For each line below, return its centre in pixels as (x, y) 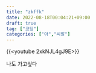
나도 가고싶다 (22, 64)
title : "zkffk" (25, 12)
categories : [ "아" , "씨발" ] (38, 34)
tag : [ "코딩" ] (23, 29)
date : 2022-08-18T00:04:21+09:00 (48, 17)
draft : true (21, 23)
